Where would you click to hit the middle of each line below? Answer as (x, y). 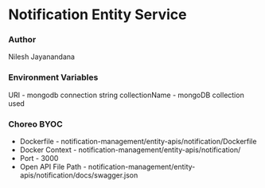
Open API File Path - (53, 167)
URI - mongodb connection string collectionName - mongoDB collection (126, 95)
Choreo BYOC (36, 123)
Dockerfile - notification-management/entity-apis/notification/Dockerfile (138, 142)
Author (22, 40)
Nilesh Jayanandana (42, 57)
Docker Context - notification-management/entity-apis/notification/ (130, 150)
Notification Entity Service (97, 15)
